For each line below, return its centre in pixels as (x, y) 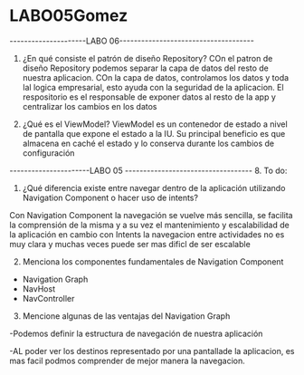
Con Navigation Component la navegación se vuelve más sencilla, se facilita (151, 215)
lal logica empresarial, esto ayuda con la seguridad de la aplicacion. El (153, 87)
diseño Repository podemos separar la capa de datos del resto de (146, 68)
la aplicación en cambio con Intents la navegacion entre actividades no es (147, 234)
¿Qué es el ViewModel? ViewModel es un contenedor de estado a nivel (155, 124)
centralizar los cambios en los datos (90, 106)
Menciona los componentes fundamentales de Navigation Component (153, 261)
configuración (48, 153)
